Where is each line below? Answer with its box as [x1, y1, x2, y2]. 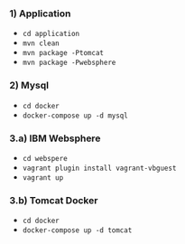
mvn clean [22, 39, 60, 48]
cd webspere [22, 154, 68, 163]
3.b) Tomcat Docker [9, 193, 98, 206]
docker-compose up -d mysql [22, 111, 128, 120]
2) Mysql [9, 80, 50, 92]
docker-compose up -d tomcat [22, 226, 133, 235]
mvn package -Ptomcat [22, 49, 104, 58]
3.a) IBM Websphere [9, 132, 101, 145]
